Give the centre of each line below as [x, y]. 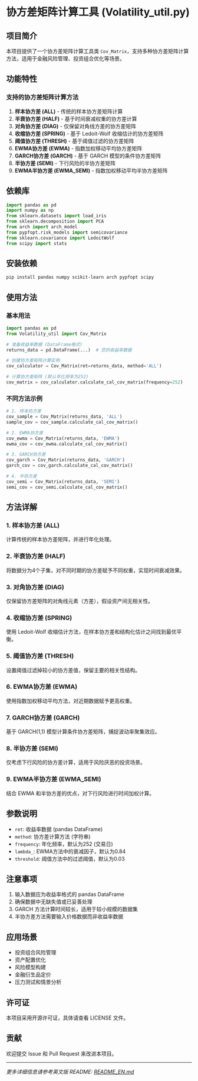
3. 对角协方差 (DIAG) [35, 587]
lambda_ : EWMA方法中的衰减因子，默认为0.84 [70, 851]
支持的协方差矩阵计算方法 [42, 97]
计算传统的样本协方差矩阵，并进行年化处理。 [60, 540]
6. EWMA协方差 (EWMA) [42, 687]
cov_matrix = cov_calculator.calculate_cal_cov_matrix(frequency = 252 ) [95, 382]
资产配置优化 [30, 960]
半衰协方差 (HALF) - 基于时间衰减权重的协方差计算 [76, 118]
